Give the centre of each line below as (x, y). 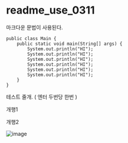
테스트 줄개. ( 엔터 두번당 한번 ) (42, 97)
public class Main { (32, 38)
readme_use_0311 (51, 10)
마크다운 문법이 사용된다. (35, 27)
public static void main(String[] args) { (70, 44)
